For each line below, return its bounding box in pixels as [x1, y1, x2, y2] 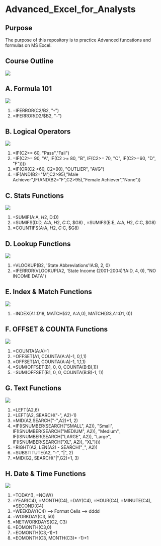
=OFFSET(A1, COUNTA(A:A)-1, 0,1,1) [12, 353, 87, 359]
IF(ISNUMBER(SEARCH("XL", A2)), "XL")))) [12, 439, 101, 445]
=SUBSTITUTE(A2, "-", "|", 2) [12, 449, 73, 455]
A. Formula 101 [5, 85, 52, 93]
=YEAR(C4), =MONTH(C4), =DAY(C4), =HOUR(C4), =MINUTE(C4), [12, 498, 152, 504]
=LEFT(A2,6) [12, 406, 39, 413]
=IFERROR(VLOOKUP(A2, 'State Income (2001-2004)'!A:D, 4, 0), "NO [12, 268, 156, 274]
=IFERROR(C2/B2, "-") [12, 107, 59, 113]
